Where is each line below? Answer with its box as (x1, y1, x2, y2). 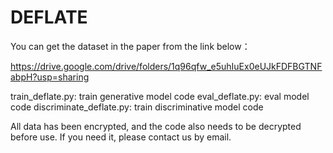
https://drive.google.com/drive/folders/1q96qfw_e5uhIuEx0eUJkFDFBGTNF (10, 60, 323, 72)
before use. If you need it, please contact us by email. (10, 131, 232, 143)
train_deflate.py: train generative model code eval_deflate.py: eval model (10, 90, 310, 102)
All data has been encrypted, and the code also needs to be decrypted (10, 120, 302, 132)
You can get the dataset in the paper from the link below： (10, 40, 251, 52)
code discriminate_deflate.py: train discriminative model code (10, 101, 264, 113)
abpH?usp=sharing (10, 71, 90, 83)
